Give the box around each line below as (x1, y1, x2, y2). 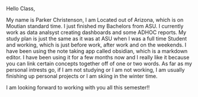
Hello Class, (6, 5, 35, 12)
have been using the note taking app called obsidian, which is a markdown (6, 48, 188, 55)
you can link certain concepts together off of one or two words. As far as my (6, 60, 192, 67)
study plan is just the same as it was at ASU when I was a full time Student (6, 35, 187, 42)
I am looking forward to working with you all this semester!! (6, 84, 150, 91)
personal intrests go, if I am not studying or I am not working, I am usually (6, 66, 185, 73)
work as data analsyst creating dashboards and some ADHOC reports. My (6, 29, 187, 36)
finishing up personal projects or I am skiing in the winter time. (6, 73, 158, 79)
